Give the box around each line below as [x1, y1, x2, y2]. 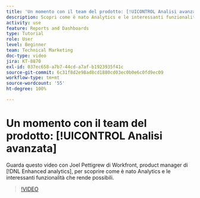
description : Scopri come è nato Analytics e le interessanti [6, 14, 164, 20]
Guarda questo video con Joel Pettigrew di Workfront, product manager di [6, 161, 189, 168]
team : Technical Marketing [6, 47, 73, 53]
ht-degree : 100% [6, 86, 46, 92]
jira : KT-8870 [6, 58, 42, 64]
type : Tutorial [6, 31, 44, 37]
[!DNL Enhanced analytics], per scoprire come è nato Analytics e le [6, 167, 171, 175]
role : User [6, 36, 33, 42]
